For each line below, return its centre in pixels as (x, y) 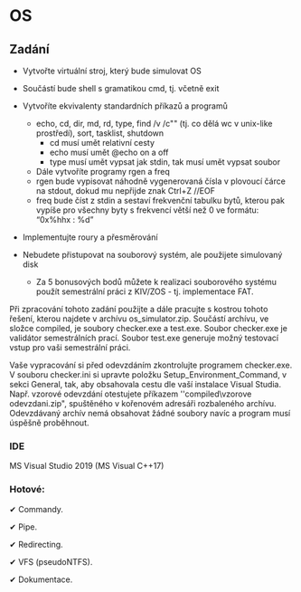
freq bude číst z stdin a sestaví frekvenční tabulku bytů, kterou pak (160, 201)
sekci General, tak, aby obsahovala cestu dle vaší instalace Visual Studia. (146, 384)
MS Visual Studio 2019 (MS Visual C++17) (87, 466)
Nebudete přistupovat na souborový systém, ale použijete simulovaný (152, 255)
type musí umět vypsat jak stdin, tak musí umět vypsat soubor (165, 162)
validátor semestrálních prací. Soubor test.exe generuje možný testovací (144, 338)
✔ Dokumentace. (41, 579)
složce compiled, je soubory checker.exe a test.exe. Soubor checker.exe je (148, 328)
